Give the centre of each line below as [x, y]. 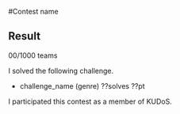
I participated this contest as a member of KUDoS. [90, 101]
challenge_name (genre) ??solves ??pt [82, 85]
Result [25, 36]
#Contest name [33, 11]
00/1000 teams [33, 55]
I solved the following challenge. [61, 70]
